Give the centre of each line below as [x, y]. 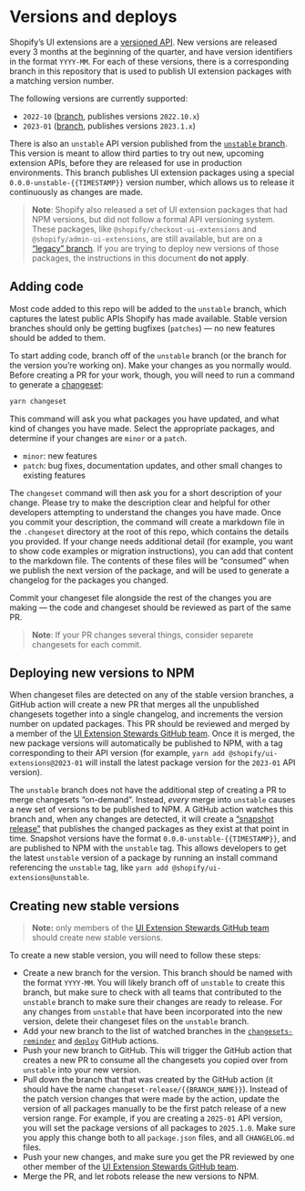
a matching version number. [62, 80]
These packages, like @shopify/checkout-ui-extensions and [144, 229]
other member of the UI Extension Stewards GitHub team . [131, 1167]
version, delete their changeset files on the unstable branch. [136, 1021]
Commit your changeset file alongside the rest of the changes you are [141, 597]
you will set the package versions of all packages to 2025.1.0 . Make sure [159, 1128]
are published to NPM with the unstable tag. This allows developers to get [148, 848]
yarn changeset [38, 401]
